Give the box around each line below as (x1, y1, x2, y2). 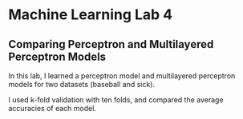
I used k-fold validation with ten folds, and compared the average (8, 95, 224, 105)
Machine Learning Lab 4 (8, 6, 173, 24)
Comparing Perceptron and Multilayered (8, 38, 214, 51)
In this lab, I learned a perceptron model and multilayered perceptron (8, 71, 236, 81)
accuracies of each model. (8, 104, 96, 113)
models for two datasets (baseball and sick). (8, 80, 155, 89)
